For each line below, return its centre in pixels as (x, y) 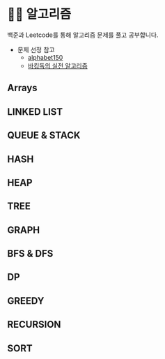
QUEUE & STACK (44, 135)
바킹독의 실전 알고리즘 (58, 65)
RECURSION (34, 325)
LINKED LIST (35, 112)
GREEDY (26, 301)
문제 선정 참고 (36, 49)
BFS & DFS (30, 254)
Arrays (22, 88)
